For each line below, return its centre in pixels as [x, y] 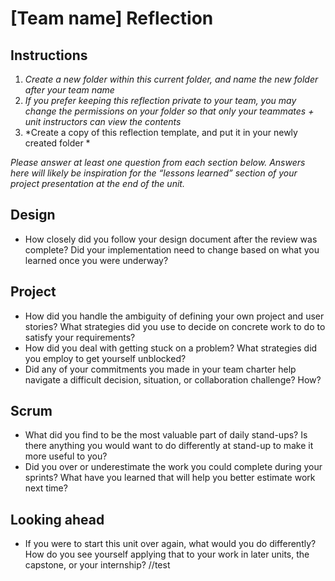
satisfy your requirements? [80, 337]
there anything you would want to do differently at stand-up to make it [169, 446]
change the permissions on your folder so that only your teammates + [169, 111]
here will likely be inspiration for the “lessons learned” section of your [154, 173]
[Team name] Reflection [112, 18]
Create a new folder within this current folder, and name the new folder [171, 79]
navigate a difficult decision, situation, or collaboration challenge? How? [173, 379]
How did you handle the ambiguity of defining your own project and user [174, 316]
